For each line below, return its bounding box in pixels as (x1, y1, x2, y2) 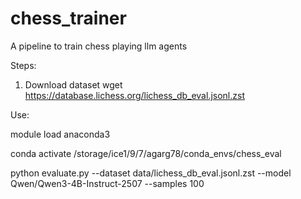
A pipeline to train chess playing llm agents (10, 40, 188, 52)
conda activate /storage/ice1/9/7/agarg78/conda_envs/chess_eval (10, 147, 282, 159)
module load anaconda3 (10, 128, 111, 140)
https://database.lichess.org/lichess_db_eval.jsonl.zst (24, 89, 245, 101)
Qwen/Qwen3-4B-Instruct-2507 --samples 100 (10, 177, 205, 189)
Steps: (10, 59, 37, 71)
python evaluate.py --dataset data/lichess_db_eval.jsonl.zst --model (10, 167, 292, 179)
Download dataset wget (24, 78, 123, 91)
